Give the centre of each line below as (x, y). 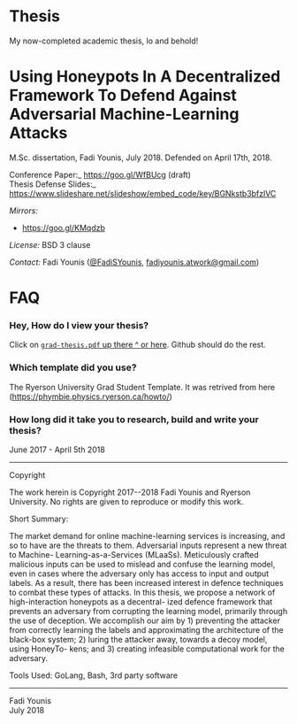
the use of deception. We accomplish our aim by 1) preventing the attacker (145, 620)
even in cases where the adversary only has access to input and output (139, 574)
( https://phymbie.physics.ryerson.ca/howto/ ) (91, 397)
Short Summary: (39, 519)
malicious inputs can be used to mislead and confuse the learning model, (142, 564)
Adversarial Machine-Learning (124, 115)
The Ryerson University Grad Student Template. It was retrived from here (142, 387)
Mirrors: (23, 211)
